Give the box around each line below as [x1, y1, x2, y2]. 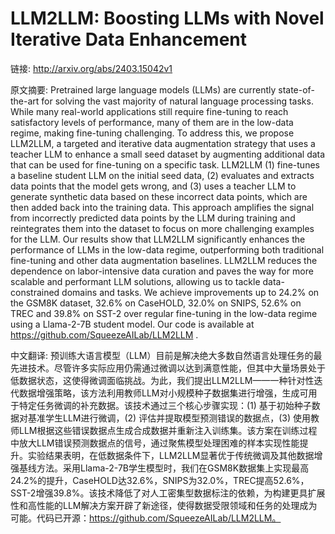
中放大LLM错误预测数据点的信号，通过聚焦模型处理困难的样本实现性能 [10, 437, 300, 449]
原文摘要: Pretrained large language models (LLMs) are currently [10, 83, 277, 96]
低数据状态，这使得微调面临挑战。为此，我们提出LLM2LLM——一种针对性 [10, 374, 315, 386]
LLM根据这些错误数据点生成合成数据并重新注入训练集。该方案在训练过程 [18, 424, 318, 436]
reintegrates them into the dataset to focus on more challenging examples [10, 222, 315, 234]
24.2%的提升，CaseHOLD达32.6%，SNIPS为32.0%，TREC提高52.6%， [10, 474, 310, 486]
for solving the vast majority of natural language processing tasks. [41, 95, 314, 107]
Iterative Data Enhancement [10, 28, 248, 51]
